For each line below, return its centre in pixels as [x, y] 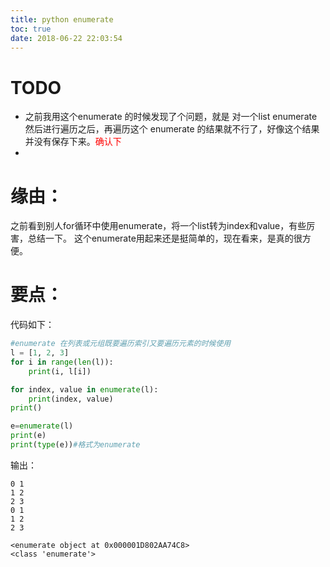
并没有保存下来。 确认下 [73, 142]
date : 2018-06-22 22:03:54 [66, 38]
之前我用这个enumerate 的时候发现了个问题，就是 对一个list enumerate [171, 117]
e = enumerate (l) [42, 426]
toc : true [31, 29]
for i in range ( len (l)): [62, 362]
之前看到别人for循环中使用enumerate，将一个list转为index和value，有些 [158, 226]
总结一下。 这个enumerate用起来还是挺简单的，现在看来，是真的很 [165, 238]
